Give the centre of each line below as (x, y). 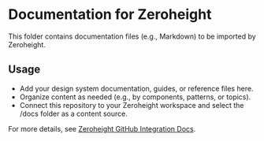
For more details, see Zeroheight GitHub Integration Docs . (102, 128)
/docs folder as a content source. (73, 113)
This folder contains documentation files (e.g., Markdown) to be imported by (132, 36)
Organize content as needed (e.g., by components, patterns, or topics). (135, 97)
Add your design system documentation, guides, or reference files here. (136, 88)
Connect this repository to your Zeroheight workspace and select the (132, 105)
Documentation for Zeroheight (110, 15)
